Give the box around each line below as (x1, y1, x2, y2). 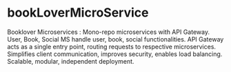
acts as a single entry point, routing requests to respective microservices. (7, 42, 216, 51)
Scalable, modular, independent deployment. (7, 57, 134, 65)
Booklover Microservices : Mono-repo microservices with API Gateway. (7, 28, 210, 36)
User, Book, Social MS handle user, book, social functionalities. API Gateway (7, 35, 224, 43)
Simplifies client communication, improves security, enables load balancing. (7, 50, 223, 58)
